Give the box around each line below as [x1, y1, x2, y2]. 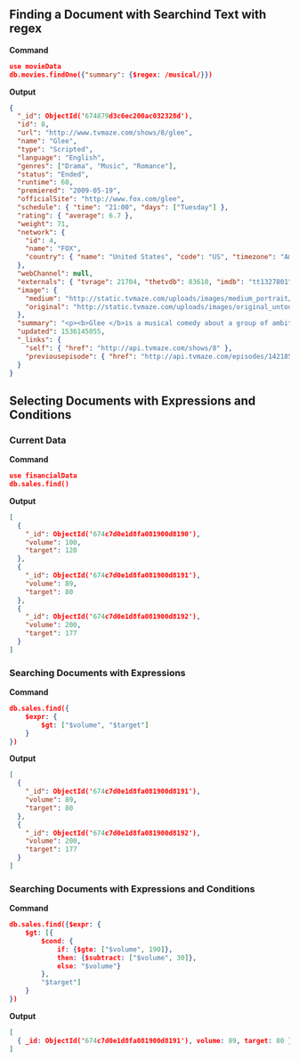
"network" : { [17, 227, 66, 237]
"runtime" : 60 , [17, 178, 74, 187]
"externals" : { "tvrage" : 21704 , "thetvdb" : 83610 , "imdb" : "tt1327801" [17, 277, 293, 286]
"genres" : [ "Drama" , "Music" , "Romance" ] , [17, 161, 177, 170]
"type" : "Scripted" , [17, 144, 93, 154]
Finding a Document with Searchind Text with [9, 7, 267, 22]
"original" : [25, 302, 69, 311]
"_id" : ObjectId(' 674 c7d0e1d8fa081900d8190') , [25, 529, 201, 538]
